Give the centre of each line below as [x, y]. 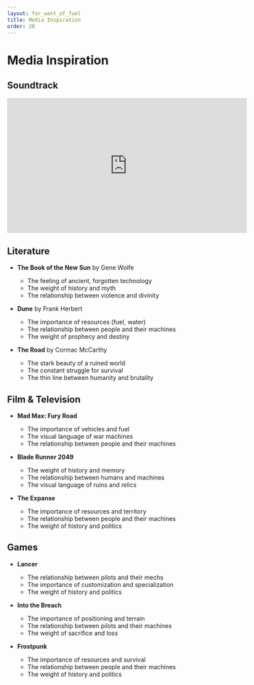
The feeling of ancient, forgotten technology [90, 281]
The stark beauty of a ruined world [76, 363]
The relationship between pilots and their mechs [95, 577]
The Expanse [36, 498]
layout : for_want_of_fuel [44, 13]
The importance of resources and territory [87, 511]
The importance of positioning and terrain [86, 618]
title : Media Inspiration [44, 20]
